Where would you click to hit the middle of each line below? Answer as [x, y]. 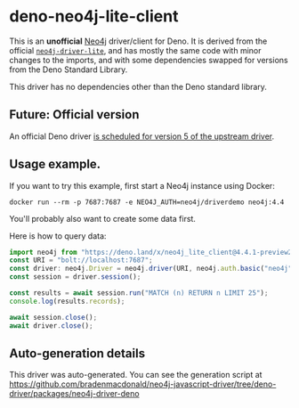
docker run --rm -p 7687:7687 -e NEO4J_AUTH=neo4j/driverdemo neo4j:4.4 [147, 202]
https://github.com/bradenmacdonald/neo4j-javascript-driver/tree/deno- [143, 384]
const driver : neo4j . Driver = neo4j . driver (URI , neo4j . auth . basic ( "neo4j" [151, 269]
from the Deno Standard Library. [69, 69]
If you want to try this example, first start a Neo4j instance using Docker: [142, 185]
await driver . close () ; [51, 326]
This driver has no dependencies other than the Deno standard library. [138, 86]
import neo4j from [43, 252]
